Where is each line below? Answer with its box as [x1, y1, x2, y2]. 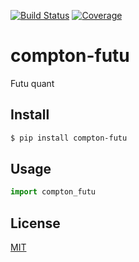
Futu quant [10, 77, 55, 89]
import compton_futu [10, 187, 97, 197]
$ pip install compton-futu [10, 133, 128, 143]
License [10, 215, 61, 232]
